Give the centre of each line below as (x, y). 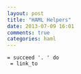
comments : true (29, 33)
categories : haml (32, 39)
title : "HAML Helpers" (39, 20)
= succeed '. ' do (33, 58)
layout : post (26, 13)
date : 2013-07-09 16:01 (41, 26)
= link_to (24, 64)
